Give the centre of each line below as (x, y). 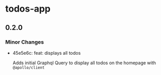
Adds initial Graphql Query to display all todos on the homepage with (84, 63)
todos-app (28, 9)
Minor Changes (25, 42)
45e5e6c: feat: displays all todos (47, 53)
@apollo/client (29, 67)
